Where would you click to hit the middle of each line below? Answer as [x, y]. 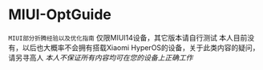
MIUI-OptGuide [60, 15]
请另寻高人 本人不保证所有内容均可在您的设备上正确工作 [101, 57]
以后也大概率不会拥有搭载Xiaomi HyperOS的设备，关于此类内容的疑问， [141, 47]
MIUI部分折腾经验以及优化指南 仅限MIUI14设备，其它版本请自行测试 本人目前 [128, 37]
